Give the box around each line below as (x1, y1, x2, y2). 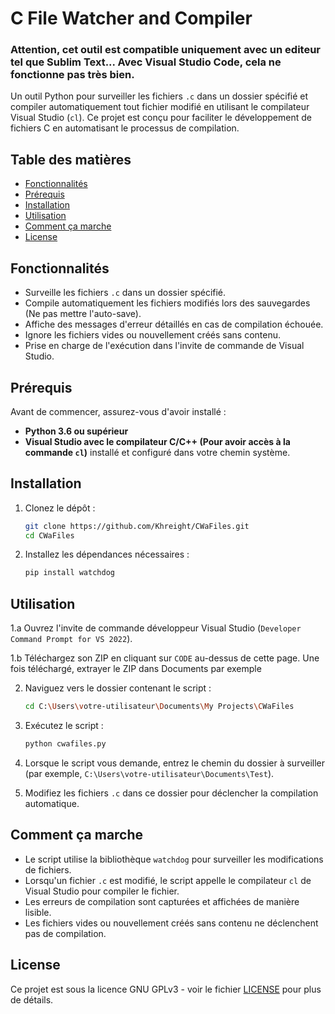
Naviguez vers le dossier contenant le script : (24, 682, 212, 694)
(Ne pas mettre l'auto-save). (24, 308, 142, 320)
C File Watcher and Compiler (10, 7, 253, 30)
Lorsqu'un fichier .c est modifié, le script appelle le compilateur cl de (24, 874, 312, 886)
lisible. (24, 906, 52, 918)
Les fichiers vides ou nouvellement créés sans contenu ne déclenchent (24, 917, 319, 929)
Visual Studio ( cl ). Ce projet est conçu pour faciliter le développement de (10, 112, 312, 124)
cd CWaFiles (24, 530, 75, 541)
